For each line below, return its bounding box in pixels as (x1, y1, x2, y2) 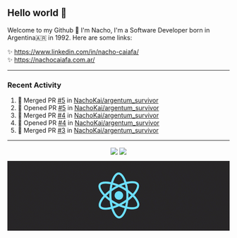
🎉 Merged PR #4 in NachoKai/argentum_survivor (17, 111, 159, 120)
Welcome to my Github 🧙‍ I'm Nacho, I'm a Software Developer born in (7, 25, 210, 34)
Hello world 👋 (7, 7, 67, 19)
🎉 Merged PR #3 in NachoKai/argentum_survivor (17, 126, 159, 135)
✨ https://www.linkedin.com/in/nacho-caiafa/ (7, 47, 139, 56)
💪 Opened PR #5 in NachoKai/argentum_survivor (17, 104, 159, 112)
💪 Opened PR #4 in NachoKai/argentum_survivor (17, 119, 160, 127)
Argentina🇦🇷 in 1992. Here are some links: (7, 33, 133, 42)
